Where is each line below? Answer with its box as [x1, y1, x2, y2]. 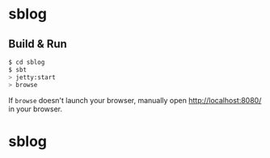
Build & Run [8, 37, 67, 51]
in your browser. [8, 104, 63, 114]
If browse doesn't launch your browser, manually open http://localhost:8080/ [8, 95, 262, 105]
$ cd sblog [8, 58, 45, 66]
